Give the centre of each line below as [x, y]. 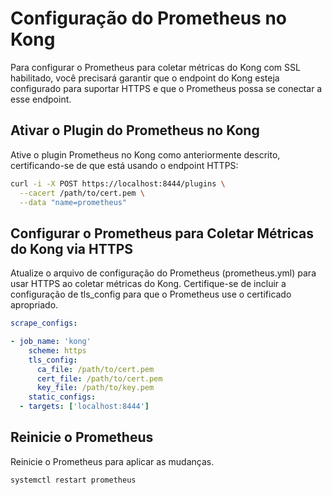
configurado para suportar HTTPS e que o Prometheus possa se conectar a [166, 88]
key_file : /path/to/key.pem [95, 388]
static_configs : [62, 397]
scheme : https [57, 350]
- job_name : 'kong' [51, 342]
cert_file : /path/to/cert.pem [99, 378]
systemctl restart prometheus [73, 480]
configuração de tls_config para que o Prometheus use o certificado [151, 294]
